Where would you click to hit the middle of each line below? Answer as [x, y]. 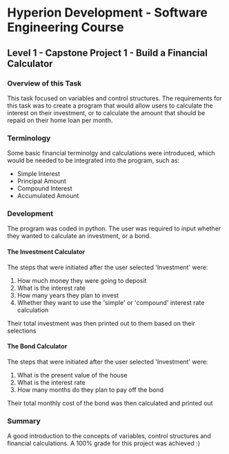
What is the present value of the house [72, 375]
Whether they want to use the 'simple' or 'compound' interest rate [111, 302]
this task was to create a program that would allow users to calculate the [110, 106]
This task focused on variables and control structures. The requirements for [114, 98]
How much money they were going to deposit [82, 280]
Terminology [29, 138]
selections [22, 330]
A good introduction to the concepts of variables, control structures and [109, 436]
